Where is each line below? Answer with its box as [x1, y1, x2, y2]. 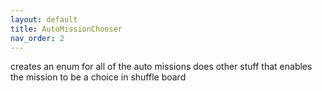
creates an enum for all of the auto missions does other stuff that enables [10, 61, 313, 73]
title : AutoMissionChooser [10, 24, 123, 34]
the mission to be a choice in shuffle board [10, 71, 187, 83]
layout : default [10, 14, 78, 25]
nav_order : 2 [10, 33, 65, 43]
